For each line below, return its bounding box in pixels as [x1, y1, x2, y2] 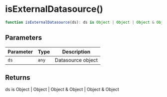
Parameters [5, 34, 42, 42]
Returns [5, 73, 31, 82]
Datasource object [54, 56, 98, 63]
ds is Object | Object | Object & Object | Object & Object [5, 87, 119, 93]
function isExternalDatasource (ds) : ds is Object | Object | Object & [5, 20, 155, 25]
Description [62, 48, 90, 55]
